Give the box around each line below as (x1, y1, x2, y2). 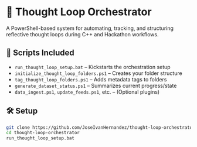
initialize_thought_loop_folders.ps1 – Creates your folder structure (14, 70, 183, 77)
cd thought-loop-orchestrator (6, 130, 80, 136)
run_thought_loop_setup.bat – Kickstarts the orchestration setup (14, 63, 171, 70)
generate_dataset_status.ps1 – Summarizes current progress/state (14, 82, 177, 89)
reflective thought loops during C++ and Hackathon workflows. (6, 30, 159, 37)
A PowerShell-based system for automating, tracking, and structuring (6, 25, 174, 32)
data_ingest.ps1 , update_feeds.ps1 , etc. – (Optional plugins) (14, 88, 160, 95)
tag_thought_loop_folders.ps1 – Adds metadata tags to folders (14, 76, 167, 83)
